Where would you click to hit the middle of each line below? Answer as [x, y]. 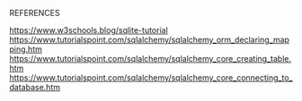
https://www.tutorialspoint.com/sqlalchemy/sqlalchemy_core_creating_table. [151, 59]
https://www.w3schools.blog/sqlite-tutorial [89, 30]
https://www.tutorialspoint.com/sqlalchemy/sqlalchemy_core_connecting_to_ [151, 78]
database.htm [35, 87]
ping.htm [26, 49]
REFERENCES [35, 13]
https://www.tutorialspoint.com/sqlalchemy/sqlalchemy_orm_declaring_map [150, 40]
